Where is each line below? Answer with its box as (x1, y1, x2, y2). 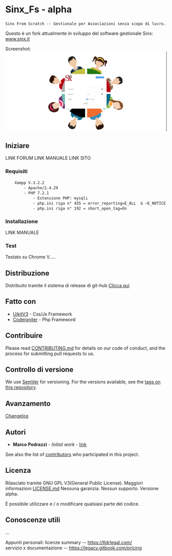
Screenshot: (5, 45, 31, 52)
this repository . (5, 384, 37, 391)
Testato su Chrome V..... (5, 254, 56, 260)
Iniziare (5, 141, 30, 150)
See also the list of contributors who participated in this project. (5, 451, 140, 458)
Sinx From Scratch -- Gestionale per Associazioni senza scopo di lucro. (5, 21, 166, 26)
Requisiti (5, 168, 28, 175)
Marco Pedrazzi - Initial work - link (12, 441, 87, 448)
